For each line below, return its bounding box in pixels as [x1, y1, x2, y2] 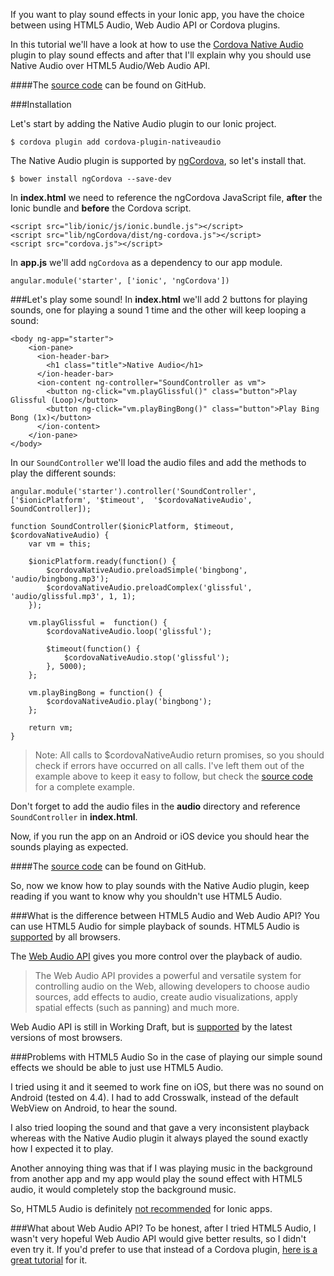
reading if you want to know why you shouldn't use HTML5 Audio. [10, 890, 283, 902]
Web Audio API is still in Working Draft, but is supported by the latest [10, 1021, 293, 1033]
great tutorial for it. [10, 1254, 88, 1266]
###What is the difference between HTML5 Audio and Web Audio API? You [10, 910, 320, 921]
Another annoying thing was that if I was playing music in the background [10, 1162, 313, 1174]
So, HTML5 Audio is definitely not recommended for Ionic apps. [10, 1203, 273, 1214]
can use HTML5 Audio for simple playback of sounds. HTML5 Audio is [10, 920, 300, 932]
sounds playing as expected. [10, 841, 129, 853]
